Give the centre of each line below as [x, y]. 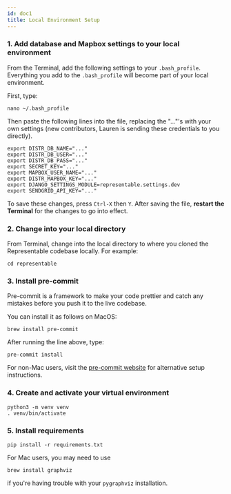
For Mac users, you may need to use [59, 457]
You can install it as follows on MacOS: [62, 317]
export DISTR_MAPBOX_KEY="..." [52, 179]
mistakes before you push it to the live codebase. [77, 304]
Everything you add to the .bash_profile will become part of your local [108, 75]
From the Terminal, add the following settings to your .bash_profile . [104, 68]
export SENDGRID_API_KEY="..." [52, 190]
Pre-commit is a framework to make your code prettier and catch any [105, 296]
